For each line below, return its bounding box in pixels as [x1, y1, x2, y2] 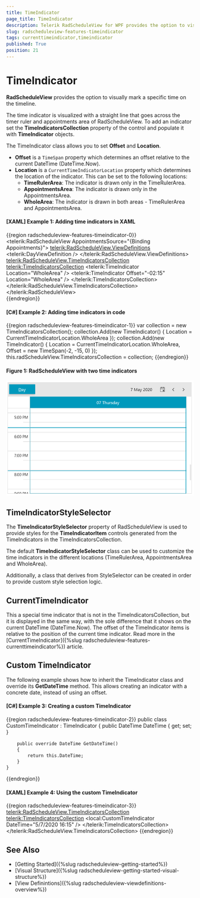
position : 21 [6, 48, 39, 54]
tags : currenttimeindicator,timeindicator [6, 35, 113, 41]
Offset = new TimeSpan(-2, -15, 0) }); [6, 347, 98, 355]
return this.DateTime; [27, 753, 84, 759]
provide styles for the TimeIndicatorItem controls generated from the [6, 530, 177, 537]
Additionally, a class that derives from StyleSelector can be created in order [6, 572, 192, 579]
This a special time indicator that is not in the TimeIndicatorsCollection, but [6, 611, 190, 619]
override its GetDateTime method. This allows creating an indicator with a [6, 682, 187, 690]
